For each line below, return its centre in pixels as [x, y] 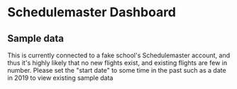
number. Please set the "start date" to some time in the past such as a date [117, 70]
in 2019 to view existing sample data [60, 78]
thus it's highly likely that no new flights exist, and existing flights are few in [117, 63]
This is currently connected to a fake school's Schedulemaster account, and [119, 55]
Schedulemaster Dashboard [92, 12]
